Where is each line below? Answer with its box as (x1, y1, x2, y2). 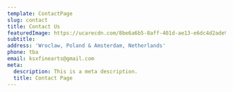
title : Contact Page (13, 74, 73, 82)
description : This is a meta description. (13, 68, 138, 75)
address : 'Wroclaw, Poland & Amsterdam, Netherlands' (7, 42, 166, 49)
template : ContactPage (7, 10, 73, 17)
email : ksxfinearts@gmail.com (7, 55, 95, 62)
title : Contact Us (7, 23, 60, 30)
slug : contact (7, 17, 49, 24)
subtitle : (7, 36, 36, 43)
